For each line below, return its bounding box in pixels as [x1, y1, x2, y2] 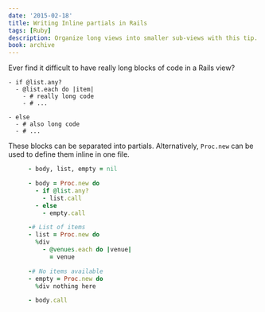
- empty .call [42, 209, 86, 217]
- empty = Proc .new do [28, 275, 103, 283]
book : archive [8, 41, 56, 49]
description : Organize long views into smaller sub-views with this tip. [8, 33, 259, 42]
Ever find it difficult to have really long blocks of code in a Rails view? [8, 63, 236, 72]
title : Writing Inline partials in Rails [8, 19, 148, 27]
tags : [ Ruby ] [8, 26, 52, 34]
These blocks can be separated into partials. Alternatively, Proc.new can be [8, 141, 254, 151]
